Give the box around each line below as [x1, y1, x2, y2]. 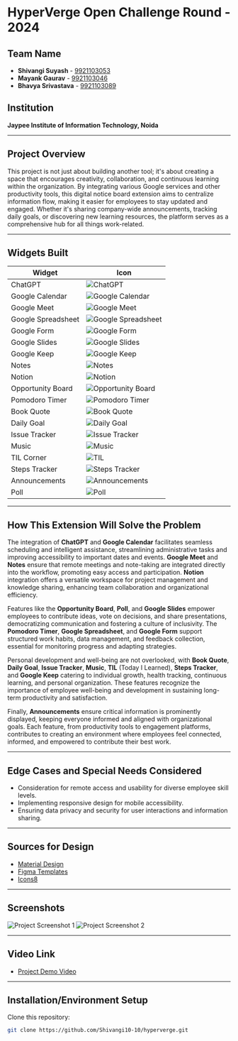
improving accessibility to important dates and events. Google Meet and [7, 553, 218, 561]
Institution [7, 102, 55, 114]
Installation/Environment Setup [7, 994, 149, 1006]
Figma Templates [17, 867, 69, 876]
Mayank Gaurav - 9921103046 [17, 74, 108, 82]
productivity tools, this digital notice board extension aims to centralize [7, 189, 214, 198]
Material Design [17, 859, 64, 868]
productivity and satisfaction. [22, 693, 108, 703]
